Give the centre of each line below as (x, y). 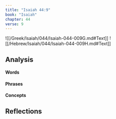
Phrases (14, 84)
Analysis (19, 59)
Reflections (24, 111)
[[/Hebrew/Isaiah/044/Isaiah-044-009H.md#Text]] (58, 44)
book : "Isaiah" (21, 15)
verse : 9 (14, 24)
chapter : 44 (18, 19)
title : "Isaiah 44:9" (28, 10)
